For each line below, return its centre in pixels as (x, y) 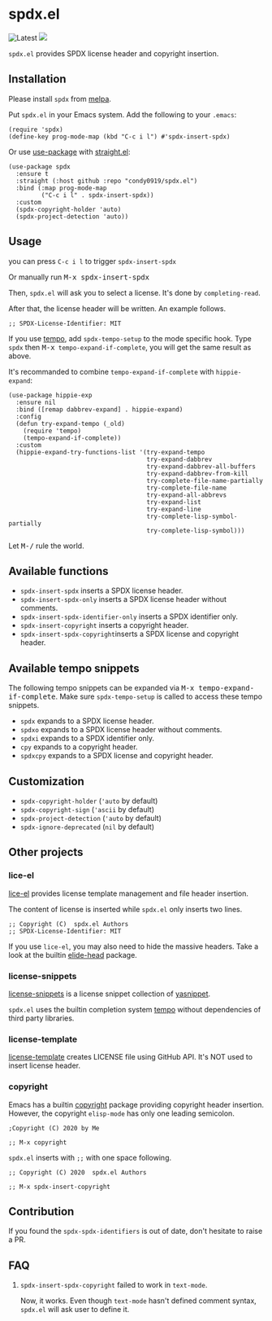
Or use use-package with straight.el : (69, 151)
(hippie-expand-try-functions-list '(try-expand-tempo (110, 452)
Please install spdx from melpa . (60, 99)
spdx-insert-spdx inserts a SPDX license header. (101, 590)
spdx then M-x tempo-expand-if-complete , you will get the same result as (130, 347)
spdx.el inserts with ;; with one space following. (90, 1157)
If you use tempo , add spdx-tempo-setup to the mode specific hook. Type (130, 338)
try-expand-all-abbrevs (187, 495)
